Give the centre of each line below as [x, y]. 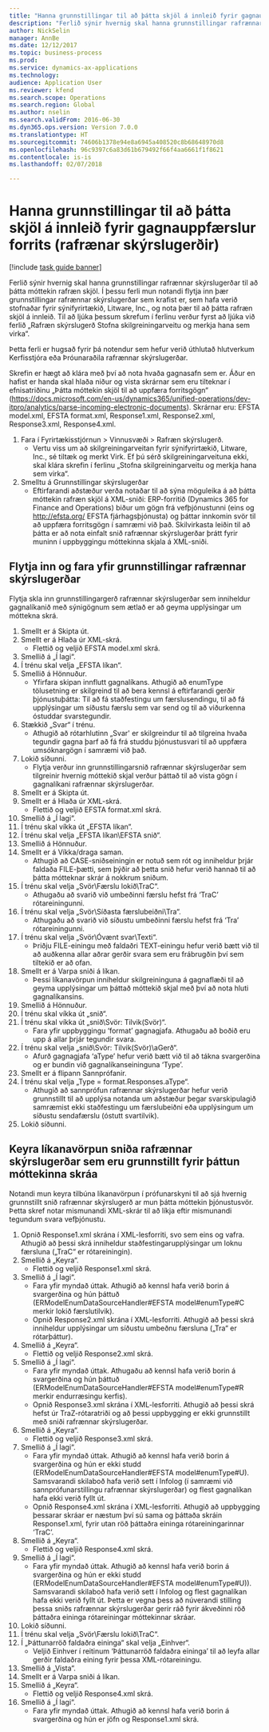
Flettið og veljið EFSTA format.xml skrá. [97, 810]
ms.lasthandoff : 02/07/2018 [56, 165]
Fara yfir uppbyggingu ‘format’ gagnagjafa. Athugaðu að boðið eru [141, 1030]
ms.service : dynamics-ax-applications [73, 68]
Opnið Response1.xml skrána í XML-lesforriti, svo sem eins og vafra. [133, 1234]
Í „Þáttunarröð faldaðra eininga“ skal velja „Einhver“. [105, 1642]
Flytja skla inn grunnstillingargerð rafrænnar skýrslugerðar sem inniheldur [130, 598]
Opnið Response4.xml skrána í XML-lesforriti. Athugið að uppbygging [146, 1506]
